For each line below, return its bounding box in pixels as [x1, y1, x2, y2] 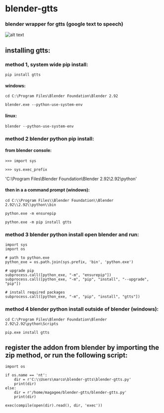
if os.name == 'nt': [5, 373, 48, 378]
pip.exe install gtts [5, 330, 50, 335]
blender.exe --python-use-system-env [5, 102, 83, 107]
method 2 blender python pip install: [5, 135, 94, 142]
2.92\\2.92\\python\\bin [5, 202, 56, 207]
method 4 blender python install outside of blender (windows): [5, 306, 159, 313]
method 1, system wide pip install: [5, 61, 88, 68]
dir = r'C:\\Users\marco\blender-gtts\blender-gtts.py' [14, 377, 132, 382]
